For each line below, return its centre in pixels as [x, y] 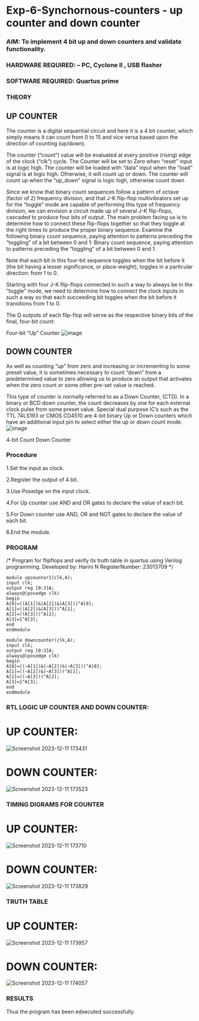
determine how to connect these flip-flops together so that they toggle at [96, 223]
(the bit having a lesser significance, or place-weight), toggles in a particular [99, 266]
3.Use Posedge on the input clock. [48, 491]
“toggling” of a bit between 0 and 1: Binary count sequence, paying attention [99, 242]
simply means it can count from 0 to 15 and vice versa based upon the [92, 137]
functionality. [26, 49]
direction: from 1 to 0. [32, 273]
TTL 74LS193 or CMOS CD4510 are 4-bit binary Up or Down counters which [99, 415]
